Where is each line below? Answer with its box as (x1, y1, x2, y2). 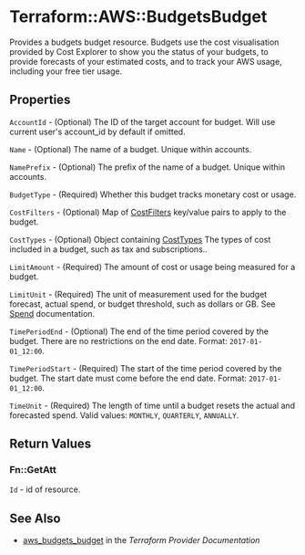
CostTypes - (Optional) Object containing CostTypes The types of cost (9, 234, 271, 245)
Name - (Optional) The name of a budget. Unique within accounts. (9, 143, 252, 154)
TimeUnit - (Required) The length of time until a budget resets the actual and (9, 400, 296, 411)
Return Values (9, 436, 92, 452)
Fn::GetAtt (9, 464, 56, 476)
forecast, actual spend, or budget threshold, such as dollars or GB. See (9, 298, 276, 309)
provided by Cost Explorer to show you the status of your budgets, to (9, 46, 269, 57)
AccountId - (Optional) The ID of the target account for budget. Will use (9, 116, 276, 127)
